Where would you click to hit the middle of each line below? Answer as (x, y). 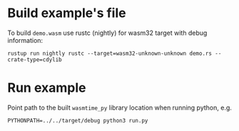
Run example (47, 88)
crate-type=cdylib (35, 59)
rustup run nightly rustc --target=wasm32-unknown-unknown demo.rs (110, 53)
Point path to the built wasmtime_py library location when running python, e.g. (119, 108)
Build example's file (67, 13)
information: (25, 40)
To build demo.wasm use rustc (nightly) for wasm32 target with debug (107, 33)
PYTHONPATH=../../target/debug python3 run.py (78, 120)
